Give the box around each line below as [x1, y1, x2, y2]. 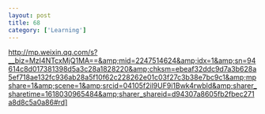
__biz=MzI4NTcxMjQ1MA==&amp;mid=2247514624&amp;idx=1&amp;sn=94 [8, 56, 256, 65]
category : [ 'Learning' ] [8, 26, 87, 34]
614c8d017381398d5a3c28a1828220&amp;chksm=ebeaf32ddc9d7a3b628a [8, 64, 257, 74]
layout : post [8, 11, 51, 20]
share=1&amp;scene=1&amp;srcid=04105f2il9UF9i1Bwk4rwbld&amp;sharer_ [8, 81, 257, 90]
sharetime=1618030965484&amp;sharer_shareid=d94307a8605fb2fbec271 [8, 90, 255, 99]
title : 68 [8, 19, 41, 27]
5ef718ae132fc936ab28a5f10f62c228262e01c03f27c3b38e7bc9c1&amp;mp [8, 72, 257, 83]
